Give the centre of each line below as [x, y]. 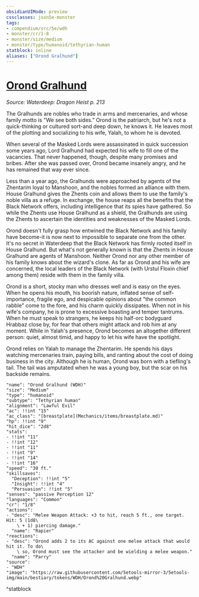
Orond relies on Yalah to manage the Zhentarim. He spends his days [89, 349]
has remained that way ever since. [48, 169]
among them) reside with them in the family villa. [66, 275]
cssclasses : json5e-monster [41, 17]
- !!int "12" [22, 442]
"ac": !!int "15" [28, 411]
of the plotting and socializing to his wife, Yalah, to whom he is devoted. [94, 132]
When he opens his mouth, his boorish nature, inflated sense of [84, 293]
